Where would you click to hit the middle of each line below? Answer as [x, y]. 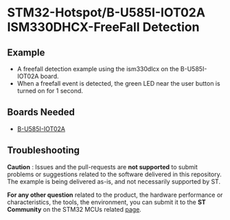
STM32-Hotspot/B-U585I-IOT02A [106, 13]
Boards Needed [41, 112]
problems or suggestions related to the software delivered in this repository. [114, 174]
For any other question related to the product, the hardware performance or [115, 195]
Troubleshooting [44, 150]
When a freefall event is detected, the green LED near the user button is [119, 83]
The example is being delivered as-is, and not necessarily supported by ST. [114, 181]
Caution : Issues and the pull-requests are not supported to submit [102, 167]
